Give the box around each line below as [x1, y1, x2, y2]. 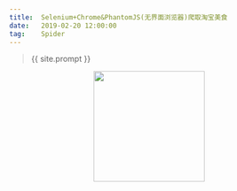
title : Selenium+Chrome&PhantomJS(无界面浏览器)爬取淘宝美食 [9, 12, 228, 22]
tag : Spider [9, 29, 66, 38]
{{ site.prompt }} [30, 54, 91, 65]
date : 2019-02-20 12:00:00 [9, 21, 117, 30]
